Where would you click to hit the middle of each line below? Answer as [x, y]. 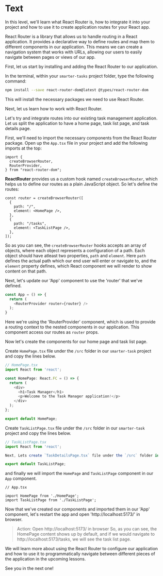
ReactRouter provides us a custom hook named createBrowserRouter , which [81, 179]
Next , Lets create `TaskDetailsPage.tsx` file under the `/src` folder [79, 455]
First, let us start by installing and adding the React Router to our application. [81, 67]
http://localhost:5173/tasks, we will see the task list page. [74, 539]
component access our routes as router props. [52, 332]
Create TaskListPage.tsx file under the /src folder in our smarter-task [75, 428]
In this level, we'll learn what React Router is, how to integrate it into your [78, 22]
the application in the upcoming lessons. [45, 559]
